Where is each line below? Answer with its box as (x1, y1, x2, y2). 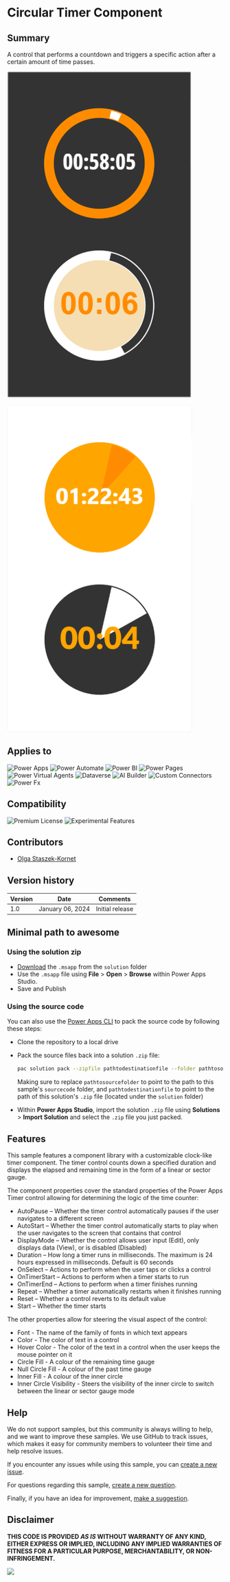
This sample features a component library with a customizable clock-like (7, 1151, 213, 1160)
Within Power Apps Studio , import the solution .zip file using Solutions (16, 1106, 220, 1114)
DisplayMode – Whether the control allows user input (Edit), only (16, 1236, 200, 1245)
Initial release (95, 905, 134, 913)
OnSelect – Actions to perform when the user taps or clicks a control (16, 1265, 211, 1274)
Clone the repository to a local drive (16, 1038, 119, 1046)
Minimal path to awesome (7, 926, 120, 938)
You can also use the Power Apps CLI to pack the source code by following (7, 1017, 220, 1026)
